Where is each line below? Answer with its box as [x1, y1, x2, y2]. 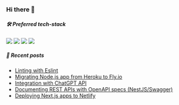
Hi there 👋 [6, 5, 36, 14]
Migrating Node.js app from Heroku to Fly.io [14, 73, 123, 80]
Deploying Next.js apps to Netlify [14, 92, 96, 99]
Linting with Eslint [14, 66, 58, 74]
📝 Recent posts [6, 52, 45, 59]
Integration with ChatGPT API [14, 79, 87, 87]
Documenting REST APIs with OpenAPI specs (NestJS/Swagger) [14, 85, 173, 93]
